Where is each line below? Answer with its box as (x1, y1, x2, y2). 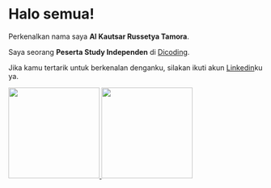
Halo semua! (8, 5, 95, 23)
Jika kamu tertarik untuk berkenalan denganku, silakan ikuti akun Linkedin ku (8, 62, 263, 73)
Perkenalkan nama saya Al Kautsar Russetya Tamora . (8, 31, 190, 41)
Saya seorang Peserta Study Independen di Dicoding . (8, 47, 190, 56)
